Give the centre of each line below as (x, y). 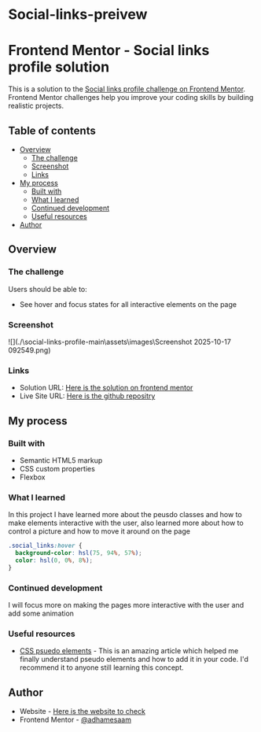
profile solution (59, 67)
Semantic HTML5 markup (61, 460)
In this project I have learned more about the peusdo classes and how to (125, 515)
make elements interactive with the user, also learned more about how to (126, 523)
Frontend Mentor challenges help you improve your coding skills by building (131, 98)
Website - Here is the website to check (82, 712)
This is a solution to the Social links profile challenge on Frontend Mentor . (127, 89)
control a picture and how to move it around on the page (99, 531)
